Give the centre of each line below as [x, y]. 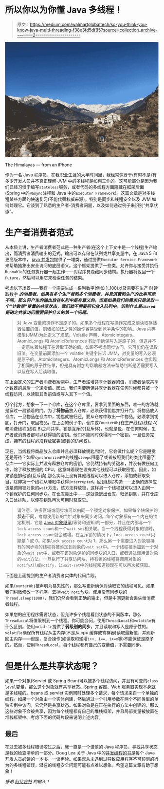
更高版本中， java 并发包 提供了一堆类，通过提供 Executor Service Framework [81, 259]
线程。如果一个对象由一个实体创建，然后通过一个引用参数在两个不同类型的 [80, 699]
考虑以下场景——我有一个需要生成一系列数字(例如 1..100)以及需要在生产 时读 [82, 288]
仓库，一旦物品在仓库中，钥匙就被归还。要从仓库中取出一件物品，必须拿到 [80, 416]
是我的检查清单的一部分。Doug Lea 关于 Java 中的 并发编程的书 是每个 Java [80, 752]
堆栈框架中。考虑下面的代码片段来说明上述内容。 [54, 717]
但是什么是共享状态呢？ [52, 667]
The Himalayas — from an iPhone [38, 165]
